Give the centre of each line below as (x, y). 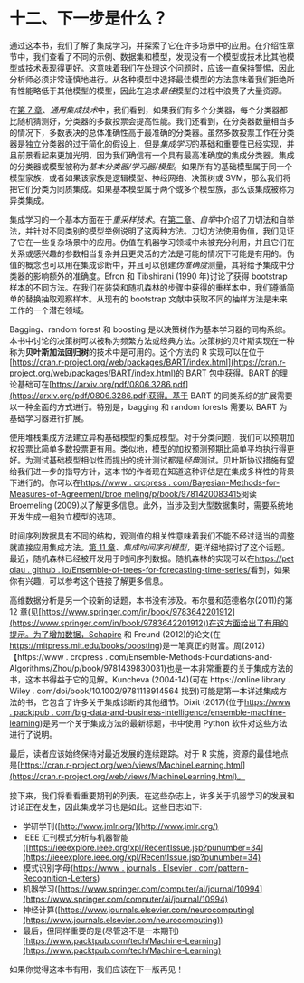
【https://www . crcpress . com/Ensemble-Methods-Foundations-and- (141, 656)
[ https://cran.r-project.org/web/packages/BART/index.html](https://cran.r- (148, 362)
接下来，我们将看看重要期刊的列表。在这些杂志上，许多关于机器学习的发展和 (152, 795)
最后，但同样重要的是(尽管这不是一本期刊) (101, 931)
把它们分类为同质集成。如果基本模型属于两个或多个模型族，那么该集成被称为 (152, 189)
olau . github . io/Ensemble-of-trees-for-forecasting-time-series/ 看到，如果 (150, 569)
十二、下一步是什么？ (89, 19)
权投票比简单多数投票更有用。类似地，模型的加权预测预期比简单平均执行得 (148, 448)
